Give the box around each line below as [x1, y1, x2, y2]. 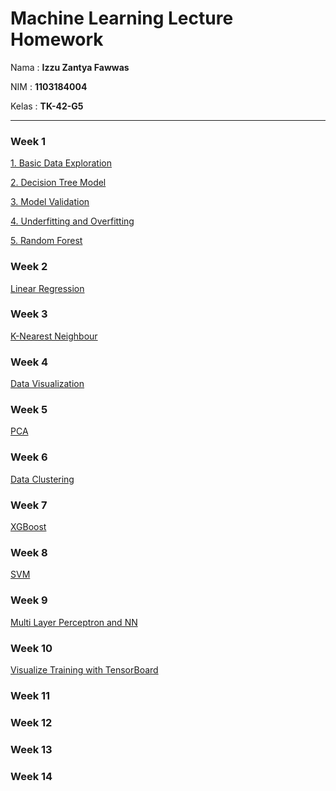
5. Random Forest [10, 235, 83, 247]
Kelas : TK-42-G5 [10, 100, 84, 112]
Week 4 [10, 355, 49, 369]
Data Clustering [10, 473, 75, 485]
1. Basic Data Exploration [10, 157, 112, 169]
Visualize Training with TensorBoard [10, 663, 159, 676]
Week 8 [10, 545, 48, 559]
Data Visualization [10, 378, 85, 390]
